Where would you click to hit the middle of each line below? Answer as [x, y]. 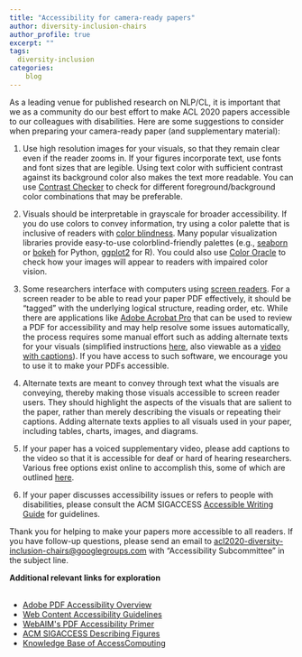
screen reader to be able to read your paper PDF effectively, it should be [157, 298]
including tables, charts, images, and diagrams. [110, 430]
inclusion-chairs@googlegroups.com [78, 551]
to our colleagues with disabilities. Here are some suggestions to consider [146, 121]
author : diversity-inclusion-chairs [78, 26]
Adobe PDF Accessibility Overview [87, 605]
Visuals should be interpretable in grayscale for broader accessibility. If [155, 214]
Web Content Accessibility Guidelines [92, 614]
